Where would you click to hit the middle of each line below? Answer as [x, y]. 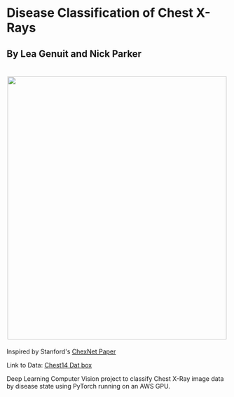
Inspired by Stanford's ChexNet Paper [61, 351]
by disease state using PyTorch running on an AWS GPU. [89, 386]
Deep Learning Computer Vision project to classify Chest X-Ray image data [115, 378]
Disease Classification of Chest [100, 13]
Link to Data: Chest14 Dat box [49, 365]
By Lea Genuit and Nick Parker [74, 54]
